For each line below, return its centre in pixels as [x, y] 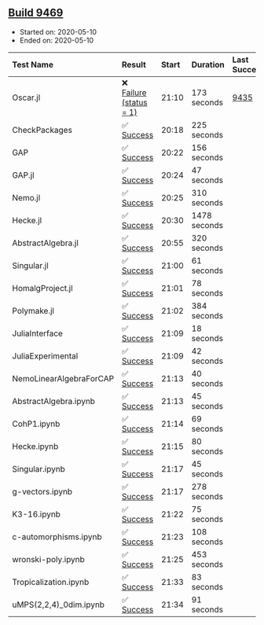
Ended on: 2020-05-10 [57, 40]
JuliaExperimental [45, 355]
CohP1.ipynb [36, 424]
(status [134, 102]
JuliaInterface [37, 333]
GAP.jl [23, 175]
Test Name [33, 64]
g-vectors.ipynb [42, 491]
